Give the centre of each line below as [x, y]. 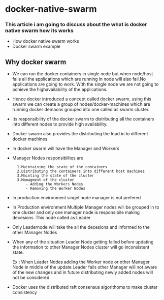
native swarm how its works [39, 30]
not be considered [31, 278]
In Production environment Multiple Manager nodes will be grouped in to [86, 207]
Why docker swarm [36, 62]
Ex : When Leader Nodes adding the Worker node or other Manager [81, 262]
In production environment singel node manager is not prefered [77, 198]
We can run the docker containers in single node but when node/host [82, 74]
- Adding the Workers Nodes [54, 184]
